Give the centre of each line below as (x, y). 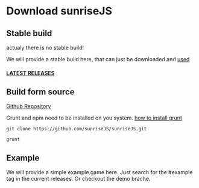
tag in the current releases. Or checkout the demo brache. (78, 179)
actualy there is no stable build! (45, 47)
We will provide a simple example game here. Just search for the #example (99, 172)
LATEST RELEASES (30, 73)
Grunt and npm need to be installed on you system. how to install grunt (94, 118)
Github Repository (29, 106)
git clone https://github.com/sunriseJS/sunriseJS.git (77, 129)
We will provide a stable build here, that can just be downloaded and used (98, 59)
